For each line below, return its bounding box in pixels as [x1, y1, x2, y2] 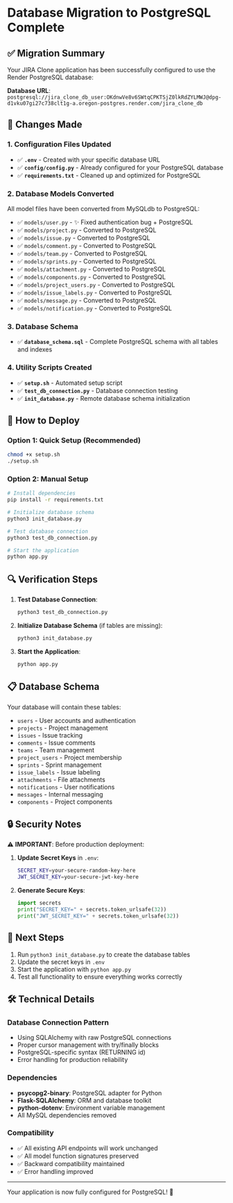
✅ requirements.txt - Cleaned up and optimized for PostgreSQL [17, 171, 201, 179]
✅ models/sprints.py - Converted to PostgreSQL [17, 257, 157, 265]
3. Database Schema [7, 322, 78, 331]
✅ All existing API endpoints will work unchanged [17, 1144, 158, 1152]
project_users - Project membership [17, 753, 122, 761]
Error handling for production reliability [17, 1056, 128, 1064]
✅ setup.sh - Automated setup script [17, 379, 123, 387]
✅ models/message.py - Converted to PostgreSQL [17, 296, 157, 304]
